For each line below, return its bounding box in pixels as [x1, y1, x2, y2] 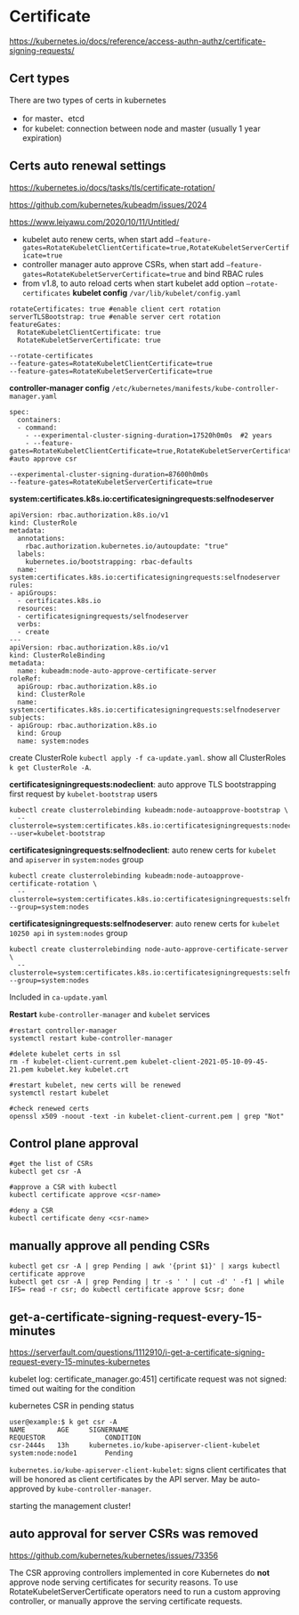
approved [9, 1483, 44, 1494]
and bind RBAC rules [188, 268, 264, 279]
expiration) [21, 132, 62, 143]
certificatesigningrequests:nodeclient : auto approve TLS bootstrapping [9, 779, 277, 789]
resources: [17, 604, 58, 613]
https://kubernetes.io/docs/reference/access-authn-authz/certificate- [9, 36, 267, 46]
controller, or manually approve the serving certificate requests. [9, 1595, 243, 1606]
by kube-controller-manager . [45, 1483, 152, 1494]
